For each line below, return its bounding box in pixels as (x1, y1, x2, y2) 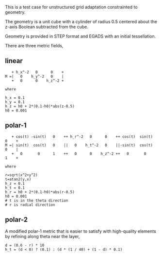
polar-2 (5, 216, 28, 224)
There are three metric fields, (5, 43, 64, 48)
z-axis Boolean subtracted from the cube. (5, 24, 88, 30)
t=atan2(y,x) (5, 177, 32, 182)
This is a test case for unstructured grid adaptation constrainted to (5, 4, 138, 10)
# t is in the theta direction (5, 198, 68, 203)
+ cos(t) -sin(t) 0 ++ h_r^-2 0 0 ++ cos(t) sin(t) (11, 134, 153, 139)
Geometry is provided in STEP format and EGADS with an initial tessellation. (5, 34, 156, 39)
